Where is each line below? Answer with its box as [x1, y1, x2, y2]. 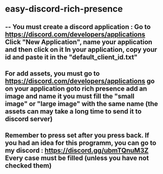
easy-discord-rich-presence [5, 3, 123, 15]
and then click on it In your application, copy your [5, 45, 158, 54]
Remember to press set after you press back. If [5, 131, 149, 140]
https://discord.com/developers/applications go [5, 77, 155, 85]
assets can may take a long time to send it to [5, 107, 142, 115]
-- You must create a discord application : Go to [5, 23, 151, 31]
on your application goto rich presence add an [5, 84, 147, 93]
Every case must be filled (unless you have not [5, 154, 149, 162]
